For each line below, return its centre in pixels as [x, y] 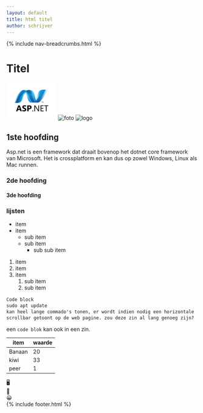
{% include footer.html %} [39, 404]
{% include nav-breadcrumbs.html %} [54, 44]
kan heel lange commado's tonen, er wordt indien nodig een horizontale [100, 312]
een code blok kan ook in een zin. [48, 329]
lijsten [16, 211]
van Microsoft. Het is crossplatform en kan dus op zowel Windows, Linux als [102, 158]
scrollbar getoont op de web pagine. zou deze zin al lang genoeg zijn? [100, 318]
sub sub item [50, 250]
